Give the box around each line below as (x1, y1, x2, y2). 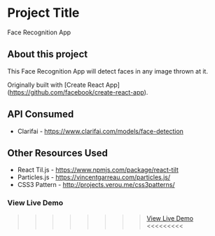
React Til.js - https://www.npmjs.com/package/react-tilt (17, 166, 179, 174)
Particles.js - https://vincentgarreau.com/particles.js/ (17, 173, 171, 181)
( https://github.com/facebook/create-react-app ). (7, 88, 148, 96)
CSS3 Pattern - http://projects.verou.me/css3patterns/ (17, 181, 175, 189)
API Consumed (7, 109, 74, 120)
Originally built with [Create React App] (7, 81, 120, 89)
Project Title (7, 5, 80, 21)
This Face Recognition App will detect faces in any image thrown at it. (7, 67, 209, 75)
